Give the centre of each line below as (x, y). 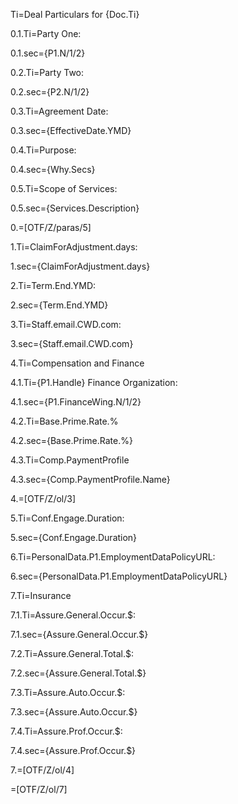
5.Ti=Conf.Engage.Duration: (67, 518)
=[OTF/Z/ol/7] (39, 789)
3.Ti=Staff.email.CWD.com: (66, 324)
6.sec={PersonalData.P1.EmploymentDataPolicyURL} (119, 576)
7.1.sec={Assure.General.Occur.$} (79, 634)
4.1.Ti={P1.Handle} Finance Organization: (94, 382)
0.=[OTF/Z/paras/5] (51, 227)
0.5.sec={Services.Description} (75, 208)
